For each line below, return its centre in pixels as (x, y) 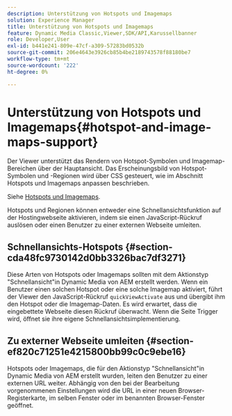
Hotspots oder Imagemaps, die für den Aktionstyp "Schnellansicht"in (106, 369)
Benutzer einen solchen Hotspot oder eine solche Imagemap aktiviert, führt (115, 289)
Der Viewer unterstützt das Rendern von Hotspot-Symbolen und (99, 161)
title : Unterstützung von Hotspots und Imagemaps (81, 26)
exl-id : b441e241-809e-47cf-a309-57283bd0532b (76, 46)
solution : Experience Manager (51, 20)
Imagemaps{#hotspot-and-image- (109, 127)
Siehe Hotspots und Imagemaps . (54, 197)
